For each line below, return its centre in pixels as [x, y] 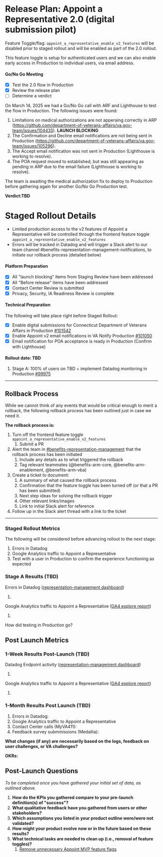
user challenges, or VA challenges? [41, 746]
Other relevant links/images [47, 501]
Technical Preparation [28, 305]
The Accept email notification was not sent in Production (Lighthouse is [83, 151]
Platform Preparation [27, 266]
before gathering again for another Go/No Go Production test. [67, 186]
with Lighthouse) [29, 347]
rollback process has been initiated [47, 455]
